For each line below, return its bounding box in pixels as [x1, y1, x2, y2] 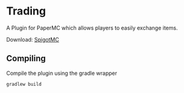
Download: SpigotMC [6, 36, 59, 43]
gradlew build [6, 81, 42, 87]
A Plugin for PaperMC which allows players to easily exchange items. [6, 24, 178, 31]
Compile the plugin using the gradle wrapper [6, 69, 118, 77]
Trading [6, 4, 46, 18]
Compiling [6, 53, 46, 64]
